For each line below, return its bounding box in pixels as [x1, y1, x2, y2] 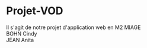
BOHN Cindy [6, 30, 37, 37]
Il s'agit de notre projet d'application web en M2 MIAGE [6, 24, 141, 31]
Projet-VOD [6, 4, 63, 18]
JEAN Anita [6, 36, 34, 43]
